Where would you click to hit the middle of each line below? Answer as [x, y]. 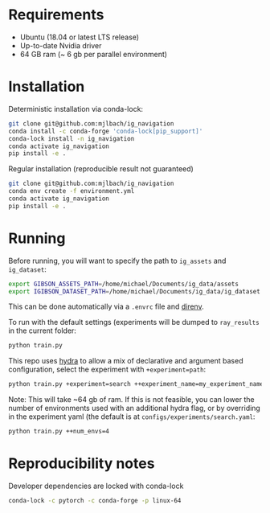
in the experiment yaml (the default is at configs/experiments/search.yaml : [132, 417]
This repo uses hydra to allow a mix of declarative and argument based [126, 361]
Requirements [56, 15]
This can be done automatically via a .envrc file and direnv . [106, 306]
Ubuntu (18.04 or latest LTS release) [79, 37]
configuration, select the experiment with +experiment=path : [107, 369]
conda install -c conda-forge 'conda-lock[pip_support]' [106, 131]
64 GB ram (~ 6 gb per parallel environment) [93, 54]
